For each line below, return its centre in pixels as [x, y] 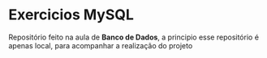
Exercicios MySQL [71, 15]
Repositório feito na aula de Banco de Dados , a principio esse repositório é [134, 37]
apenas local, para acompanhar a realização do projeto [101, 45]
